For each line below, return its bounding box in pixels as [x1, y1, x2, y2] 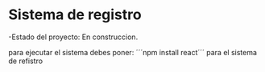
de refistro [8, 56, 43, 66]
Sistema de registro [8, 6, 143, 24]
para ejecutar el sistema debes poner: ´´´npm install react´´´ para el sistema [8, 47, 258, 57]
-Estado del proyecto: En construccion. [8, 32, 139, 42]
